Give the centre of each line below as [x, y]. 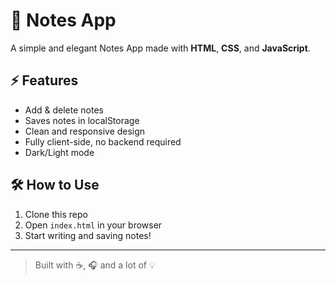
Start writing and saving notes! [88, 235]
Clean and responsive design [85, 131]
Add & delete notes [64, 110]
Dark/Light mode [59, 152]
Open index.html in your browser [93, 225]
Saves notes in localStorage [82, 120]
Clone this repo [56, 214]
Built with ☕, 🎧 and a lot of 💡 [95, 265]
